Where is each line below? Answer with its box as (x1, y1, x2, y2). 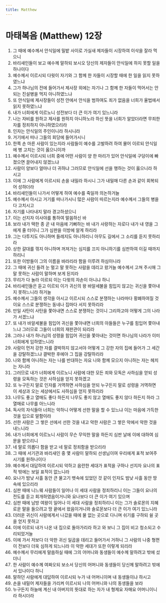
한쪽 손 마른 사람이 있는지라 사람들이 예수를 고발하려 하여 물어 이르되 (12, 140, 144, 146)
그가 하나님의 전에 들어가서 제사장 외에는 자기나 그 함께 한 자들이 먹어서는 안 (12, 85, 159, 91)
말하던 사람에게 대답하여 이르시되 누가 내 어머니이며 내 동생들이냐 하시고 (12, 574, 151, 580)
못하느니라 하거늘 (18, 289, 51, 295)
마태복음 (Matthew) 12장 (5, 30, 102, 41)
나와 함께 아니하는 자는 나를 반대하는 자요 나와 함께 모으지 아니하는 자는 (12, 357, 150, 363)
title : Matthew (5, 7, 37, 12)
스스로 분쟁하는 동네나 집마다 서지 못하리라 (22, 301, 104, 307)
